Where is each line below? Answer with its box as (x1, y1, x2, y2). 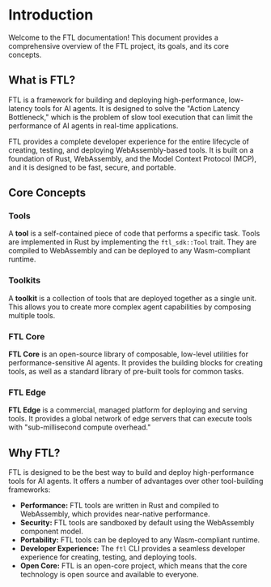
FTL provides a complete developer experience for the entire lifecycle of (8, 136, 249, 146)
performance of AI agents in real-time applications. (8, 120, 179, 131)
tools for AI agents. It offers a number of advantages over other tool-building (8, 477, 264, 486)
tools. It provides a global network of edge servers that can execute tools (8, 414, 252, 424)
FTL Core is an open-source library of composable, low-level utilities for (8, 349, 249, 359)
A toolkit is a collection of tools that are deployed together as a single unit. (8, 293, 257, 303)
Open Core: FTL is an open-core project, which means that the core (19, 561, 248, 571)
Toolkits (8, 274, 41, 286)
